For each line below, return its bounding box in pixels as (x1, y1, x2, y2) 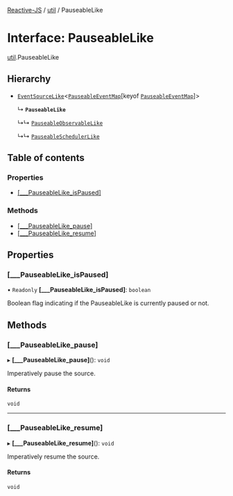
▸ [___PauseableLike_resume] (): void (7, 438, 114, 447)
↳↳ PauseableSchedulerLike (17, 132, 100, 140)
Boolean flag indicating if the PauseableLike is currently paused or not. (7, 299, 209, 307)
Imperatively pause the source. (7, 369, 96, 377)
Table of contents (7, 152, 85, 164)
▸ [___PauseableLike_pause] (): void (7, 356, 110, 364)
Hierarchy (7, 73, 51, 85)
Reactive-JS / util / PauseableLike (7, 6, 103, 14)
